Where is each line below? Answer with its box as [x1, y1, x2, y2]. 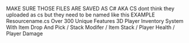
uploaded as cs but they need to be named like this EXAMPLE [6, 11, 156, 18]
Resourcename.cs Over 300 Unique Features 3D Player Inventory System [6, 18, 184, 24]
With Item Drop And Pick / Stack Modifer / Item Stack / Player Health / [6, 24, 175, 31]
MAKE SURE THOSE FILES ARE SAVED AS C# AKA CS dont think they [6, 5, 175, 12]
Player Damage [6, 30, 43, 37]
